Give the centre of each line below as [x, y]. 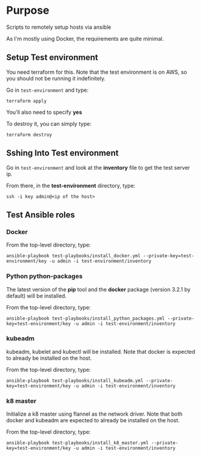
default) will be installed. [37, 296]
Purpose [28, 10]
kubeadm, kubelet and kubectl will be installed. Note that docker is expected [101, 351]
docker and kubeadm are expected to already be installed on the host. [93, 420]
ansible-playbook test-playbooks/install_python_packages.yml [85, 318]
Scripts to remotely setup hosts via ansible [59, 27]
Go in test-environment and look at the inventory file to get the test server [98, 167]
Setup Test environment [52, 58]
